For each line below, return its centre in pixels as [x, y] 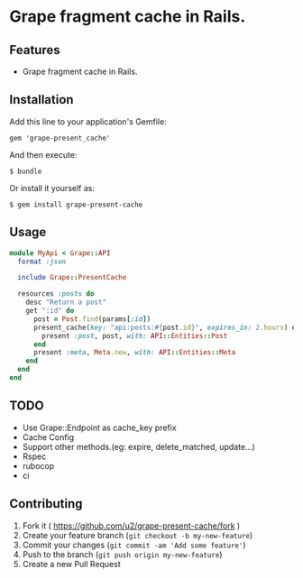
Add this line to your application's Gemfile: [88, 121]
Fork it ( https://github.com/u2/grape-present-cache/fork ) [131, 526]
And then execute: [43, 154]
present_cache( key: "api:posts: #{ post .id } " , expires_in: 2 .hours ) [161, 327]
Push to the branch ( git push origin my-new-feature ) [122, 554]
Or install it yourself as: [52, 188]
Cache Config [48, 437]
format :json [42, 261]
